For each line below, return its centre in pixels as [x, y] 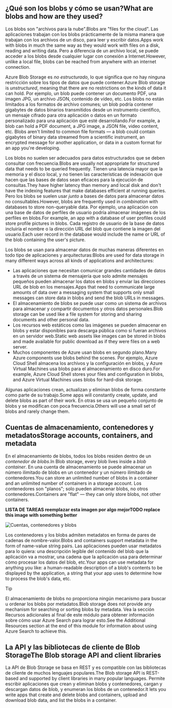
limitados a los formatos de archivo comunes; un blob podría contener [79, 104]
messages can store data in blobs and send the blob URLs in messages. [89, 298]
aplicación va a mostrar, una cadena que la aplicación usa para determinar [84, 557]
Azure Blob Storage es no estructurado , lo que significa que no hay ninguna [85, 77]
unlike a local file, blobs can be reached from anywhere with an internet [81, 62]
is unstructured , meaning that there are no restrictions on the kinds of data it [86, 88]
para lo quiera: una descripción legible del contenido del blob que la [77, 551]
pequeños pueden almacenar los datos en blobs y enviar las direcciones [89, 281]
